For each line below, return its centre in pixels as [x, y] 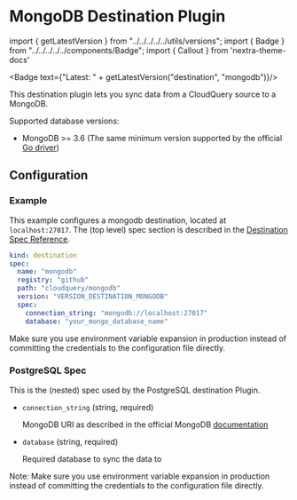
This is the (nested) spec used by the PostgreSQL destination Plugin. [135, 390]
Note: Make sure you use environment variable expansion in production [140, 476]
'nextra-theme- [258, 50]
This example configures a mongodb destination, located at [118, 220]
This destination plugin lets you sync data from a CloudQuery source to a [143, 94]
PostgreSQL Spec [48, 370]
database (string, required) [70, 441]
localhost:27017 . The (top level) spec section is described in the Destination [148, 229]
